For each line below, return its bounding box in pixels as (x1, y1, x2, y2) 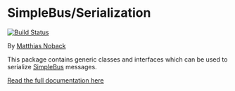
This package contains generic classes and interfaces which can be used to (7, 55, 228, 64)
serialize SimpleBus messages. (7, 62, 97, 71)
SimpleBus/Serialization (7, 5, 151, 21)
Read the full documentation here (7, 76, 104, 85)
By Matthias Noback (7, 41, 66, 50)
